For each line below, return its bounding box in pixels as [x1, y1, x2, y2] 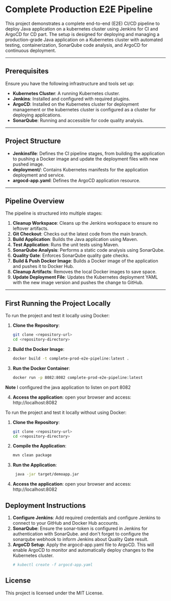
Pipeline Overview [5, 197, 65, 205]
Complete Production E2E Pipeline [5, 4, 153, 15]
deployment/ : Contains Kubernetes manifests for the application [12, 166, 149, 172]
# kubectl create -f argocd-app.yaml [12, 562, 93, 567]
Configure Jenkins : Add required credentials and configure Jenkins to [12, 515, 161, 521]
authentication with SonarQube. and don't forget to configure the [12, 531, 149, 537]
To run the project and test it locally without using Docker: [5, 409, 127, 415]
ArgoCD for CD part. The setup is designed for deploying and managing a [5, 31, 160, 37]
